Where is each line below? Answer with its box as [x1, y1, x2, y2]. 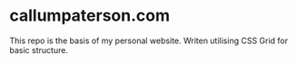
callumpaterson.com [9, 5, 171, 26]
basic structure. [9, 44, 68, 55]
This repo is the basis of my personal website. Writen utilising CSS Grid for [9, 35, 289, 46]
